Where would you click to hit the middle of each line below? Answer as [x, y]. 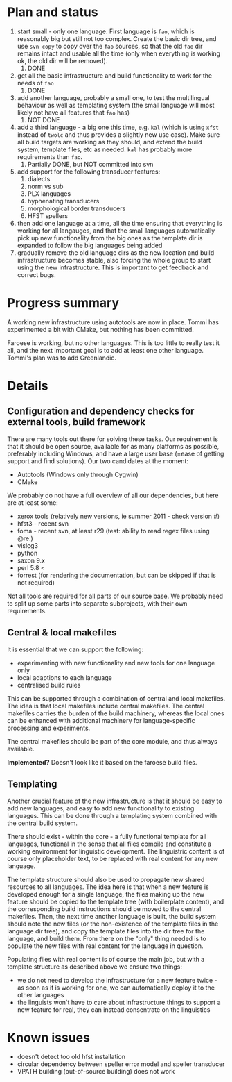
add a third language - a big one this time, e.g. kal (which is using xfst [118, 127]
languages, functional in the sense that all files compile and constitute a [109, 844]
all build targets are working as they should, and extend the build [109, 142]
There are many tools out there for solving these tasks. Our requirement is [113, 439]
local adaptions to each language [64, 677]
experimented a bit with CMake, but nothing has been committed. [100, 329]
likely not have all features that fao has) [73, 113]
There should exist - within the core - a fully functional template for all [107, 836]
